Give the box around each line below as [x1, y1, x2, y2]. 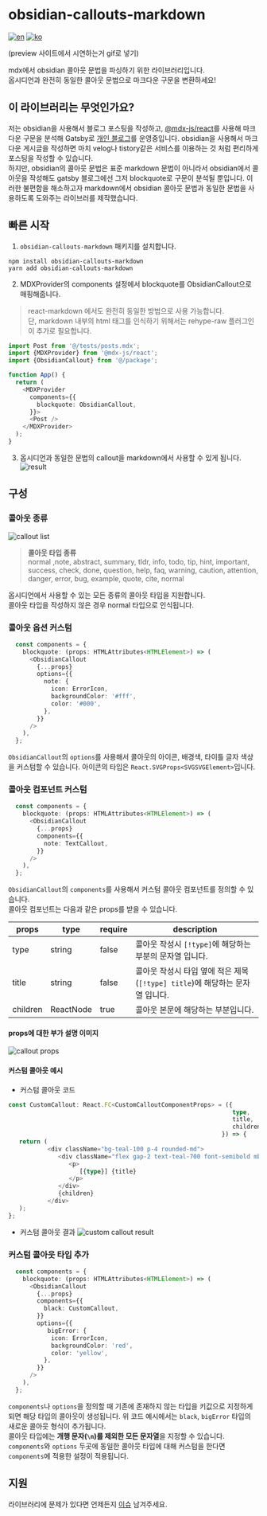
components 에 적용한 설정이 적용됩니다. [8, 1451, 129, 1460]
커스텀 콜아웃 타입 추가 [8, 1248, 90, 1260]
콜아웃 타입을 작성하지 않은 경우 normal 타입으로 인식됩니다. [8, 600, 195, 610]
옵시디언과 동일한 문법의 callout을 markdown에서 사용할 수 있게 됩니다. [19, 452, 242, 463]
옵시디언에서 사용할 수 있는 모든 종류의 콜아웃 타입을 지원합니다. [8, 590, 206, 600]
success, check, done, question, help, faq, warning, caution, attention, [27, 565, 258, 575]
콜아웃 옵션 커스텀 [8, 622, 73, 633]
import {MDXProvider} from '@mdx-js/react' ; [8, 349, 158, 358]
